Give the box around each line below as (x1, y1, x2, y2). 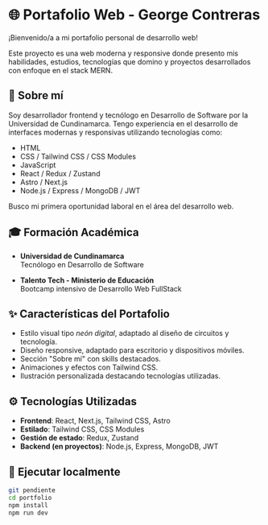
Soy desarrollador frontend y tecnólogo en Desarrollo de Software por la (8, 110, 249, 120)
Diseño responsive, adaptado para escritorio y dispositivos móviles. (19, 345, 245, 355)
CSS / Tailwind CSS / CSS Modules (19, 151, 137, 161)
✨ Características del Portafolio (8, 307, 171, 320)
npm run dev (8, 509, 48, 517)
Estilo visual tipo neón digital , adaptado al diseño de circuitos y (19, 329, 229, 338)
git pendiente (8, 486, 56, 494)
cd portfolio (8, 494, 52, 502)
